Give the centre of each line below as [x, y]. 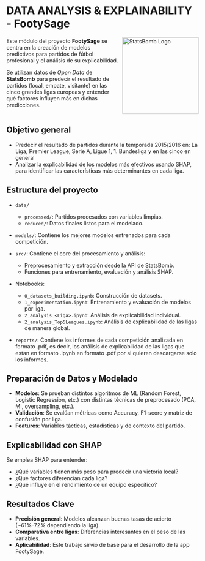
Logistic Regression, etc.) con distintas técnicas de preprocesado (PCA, [106, 400]
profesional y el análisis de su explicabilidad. [62, 60]
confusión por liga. [39, 420]
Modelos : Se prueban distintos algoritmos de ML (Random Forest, [98, 393]
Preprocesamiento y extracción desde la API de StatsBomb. [99, 265]
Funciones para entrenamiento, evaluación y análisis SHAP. [99, 272]
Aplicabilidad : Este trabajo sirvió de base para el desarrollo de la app [103, 545]
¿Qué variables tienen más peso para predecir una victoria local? [97, 472]
